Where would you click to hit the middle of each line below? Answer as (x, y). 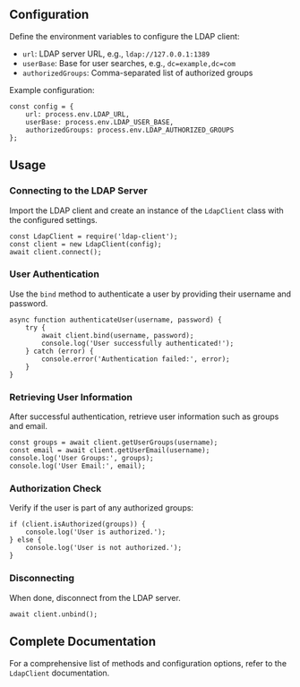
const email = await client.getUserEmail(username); (110, 451)
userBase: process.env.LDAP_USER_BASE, (100, 122)
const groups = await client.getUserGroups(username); (114, 442)
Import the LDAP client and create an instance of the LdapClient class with (146, 210)
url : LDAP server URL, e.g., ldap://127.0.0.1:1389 (116, 54)
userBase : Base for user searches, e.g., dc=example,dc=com (129, 63)
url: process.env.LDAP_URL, (77, 114)
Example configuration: (52, 90)
